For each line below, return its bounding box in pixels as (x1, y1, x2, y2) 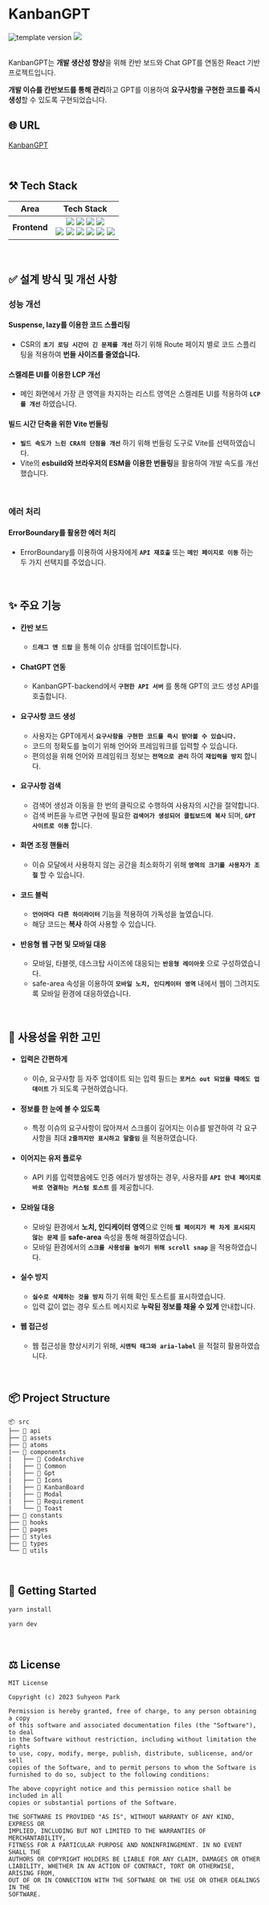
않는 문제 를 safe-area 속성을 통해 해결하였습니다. (31, 1232, 187, 1242)
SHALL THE (8, 1849, 42, 1857)
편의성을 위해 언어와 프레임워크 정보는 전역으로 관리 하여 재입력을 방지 (31, 750, 243, 761)
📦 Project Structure (8, 1391, 111, 1405)
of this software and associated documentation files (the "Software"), (8, 1721, 257, 1729)
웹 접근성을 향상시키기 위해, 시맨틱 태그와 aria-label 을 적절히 (31, 1341, 226, 1351)
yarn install (8, 1605, 52, 1614)
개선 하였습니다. (29, 399, 78, 409)
